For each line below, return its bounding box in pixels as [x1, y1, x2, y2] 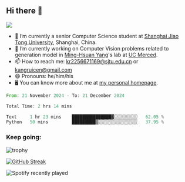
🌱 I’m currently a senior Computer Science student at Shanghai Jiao [14, 32, 179, 39]
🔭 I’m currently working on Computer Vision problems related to [14, 45, 169, 52]
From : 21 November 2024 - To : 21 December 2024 [6, 92, 125, 99]
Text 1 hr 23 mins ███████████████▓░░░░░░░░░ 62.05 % [6, 114, 164, 120]
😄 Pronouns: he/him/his [14, 72, 73, 79]
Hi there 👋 [6, 6, 43, 16]
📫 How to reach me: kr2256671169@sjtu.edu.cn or [14, 58, 139, 65]
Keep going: [6, 133, 42, 141]
